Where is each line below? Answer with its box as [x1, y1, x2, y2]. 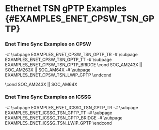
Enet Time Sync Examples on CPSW [5, 41, 91, 47]
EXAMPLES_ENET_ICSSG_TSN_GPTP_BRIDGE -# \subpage [5, 115, 123, 121]
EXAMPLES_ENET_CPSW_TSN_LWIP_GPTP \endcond [5, 72, 111, 78]
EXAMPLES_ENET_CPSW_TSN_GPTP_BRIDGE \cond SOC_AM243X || [5, 62, 143, 68]
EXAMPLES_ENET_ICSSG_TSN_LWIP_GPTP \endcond [5, 120, 112, 126]
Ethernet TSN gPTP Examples [5, 3, 127, 14]
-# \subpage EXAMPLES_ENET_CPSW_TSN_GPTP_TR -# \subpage [5, 52, 138, 58]
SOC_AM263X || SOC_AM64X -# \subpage [5, 67, 91, 73]
